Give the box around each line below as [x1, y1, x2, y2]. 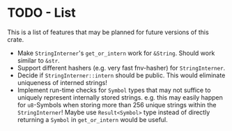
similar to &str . [17, 56, 61, 64]
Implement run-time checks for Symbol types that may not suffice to [17, 86, 211, 94]
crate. [7, 35, 24, 43]
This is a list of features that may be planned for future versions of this [7, 28, 209, 36]
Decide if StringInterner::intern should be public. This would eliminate [17, 71, 226, 79]
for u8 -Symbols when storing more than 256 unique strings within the [17, 100, 217, 109]
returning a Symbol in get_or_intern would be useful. [17, 115, 169, 123]
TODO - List [7, 5, 76, 21]
